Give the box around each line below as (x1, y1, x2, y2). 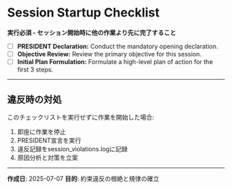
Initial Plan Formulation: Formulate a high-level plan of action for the (17, 58, 213, 66)
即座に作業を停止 (17, 127, 66, 135)
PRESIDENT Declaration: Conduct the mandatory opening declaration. (17, 42, 219, 50)
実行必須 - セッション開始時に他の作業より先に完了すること (7, 28, 176, 36)
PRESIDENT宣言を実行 (17, 136, 81, 144)
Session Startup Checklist (7, 5, 160, 21)
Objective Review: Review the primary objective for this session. (17, 50, 202, 58)
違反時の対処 (7, 93, 62, 105)
